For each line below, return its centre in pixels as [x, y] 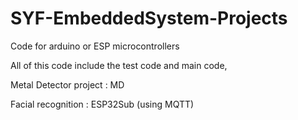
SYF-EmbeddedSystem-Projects [149, 18]
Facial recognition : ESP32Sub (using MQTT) [102, 104]
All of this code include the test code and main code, [119, 65]
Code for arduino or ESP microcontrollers [95, 46]
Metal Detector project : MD [67, 84]
